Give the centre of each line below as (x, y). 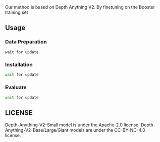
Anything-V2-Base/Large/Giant (37, 130)
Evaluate (16, 87)
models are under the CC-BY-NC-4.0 (107, 130)
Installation (19, 65)
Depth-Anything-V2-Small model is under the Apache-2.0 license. (73, 125)
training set (17, 12)
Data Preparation (26, 42)
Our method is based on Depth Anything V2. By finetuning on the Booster (80, 7)
